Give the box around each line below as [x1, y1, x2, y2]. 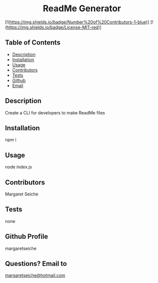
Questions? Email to [5, 260, 67, 268]
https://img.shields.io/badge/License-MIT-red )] [6, 24, 101, 30]
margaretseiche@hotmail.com [5, 272, 66, 279]
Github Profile [5, 233, 48, 241]
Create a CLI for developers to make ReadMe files [5, 109, 105, 115]
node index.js [5, 164, 32, 170]
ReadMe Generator [43, 3, 121, 14]
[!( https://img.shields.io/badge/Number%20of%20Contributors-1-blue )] [5, 19, 150, 25]
